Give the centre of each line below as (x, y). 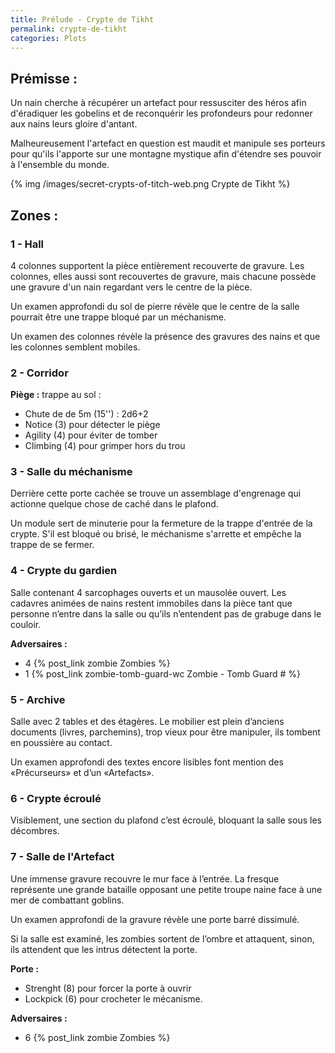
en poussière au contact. (61, 743)
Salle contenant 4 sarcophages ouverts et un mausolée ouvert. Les (148, 592)
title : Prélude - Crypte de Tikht (82, 19)
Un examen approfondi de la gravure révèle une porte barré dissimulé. (155, 919)
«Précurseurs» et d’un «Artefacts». (82, 773)
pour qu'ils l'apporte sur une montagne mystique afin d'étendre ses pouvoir (166, 154)
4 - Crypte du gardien (64, 571)
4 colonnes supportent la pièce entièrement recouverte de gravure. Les (157, 265)
